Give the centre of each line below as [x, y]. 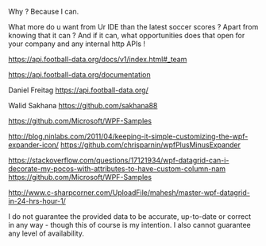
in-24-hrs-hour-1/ [37, 201]
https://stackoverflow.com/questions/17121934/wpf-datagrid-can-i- [119, 160]
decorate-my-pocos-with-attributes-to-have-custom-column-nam [117, 169]
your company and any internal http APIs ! [77, 44]
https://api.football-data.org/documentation [79, 74]
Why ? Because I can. [44, 12]
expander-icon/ [34, 145]
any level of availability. [46, 233]
